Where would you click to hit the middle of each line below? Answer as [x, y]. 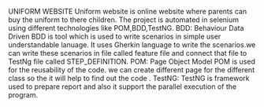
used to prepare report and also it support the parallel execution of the [123, 87]
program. [23, 95]
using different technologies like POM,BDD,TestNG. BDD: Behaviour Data [126, 28]
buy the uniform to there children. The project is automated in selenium [123, 20]
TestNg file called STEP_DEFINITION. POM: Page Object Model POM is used [132, 61]
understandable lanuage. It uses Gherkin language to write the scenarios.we [132, 45]
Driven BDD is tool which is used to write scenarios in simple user [115, 36]
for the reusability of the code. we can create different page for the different [131, 70]
